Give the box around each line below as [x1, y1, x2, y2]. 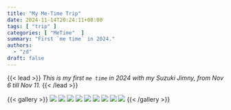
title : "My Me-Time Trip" [7, 10, 81, 17]
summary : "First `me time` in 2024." [7, 36, 115, 43]
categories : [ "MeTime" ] [7, 29, 85, 36]
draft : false [7, 55, 45, 62]
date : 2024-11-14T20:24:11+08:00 [7, 16, 103, 23]
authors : [7, 42, 32, 49]
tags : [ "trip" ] [7, 23, 57, 30]
